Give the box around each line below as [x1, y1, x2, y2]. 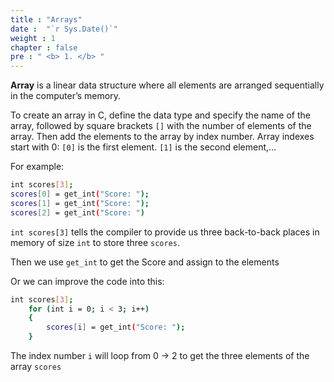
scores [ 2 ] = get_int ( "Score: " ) [10, 207, 145, 218]
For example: [10, 161, 65, 173]
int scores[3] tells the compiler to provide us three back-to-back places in [10, 226, 320, 238]
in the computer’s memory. [10, 90, 121, 102]
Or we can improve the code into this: [10, 275, 165, 287]
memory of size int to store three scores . [10, 236, 181, 248]
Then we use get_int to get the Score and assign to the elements [10, 256, 280, 268]
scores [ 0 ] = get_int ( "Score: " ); [10, 189, 150, 199]
